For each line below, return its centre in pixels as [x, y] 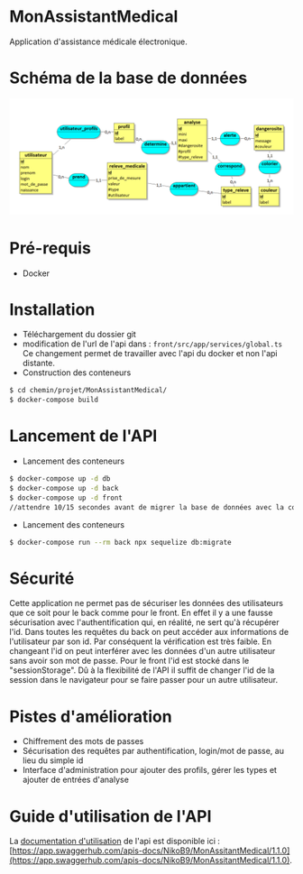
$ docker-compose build [54, 400]
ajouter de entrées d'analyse [75, 780]
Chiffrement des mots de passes [83, 741]
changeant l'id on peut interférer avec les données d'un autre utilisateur [142, 651]
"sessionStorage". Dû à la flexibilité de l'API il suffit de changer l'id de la [142, 670]
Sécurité [42, 578]
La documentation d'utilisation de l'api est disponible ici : [115, 842]
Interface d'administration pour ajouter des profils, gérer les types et [150, 770]
